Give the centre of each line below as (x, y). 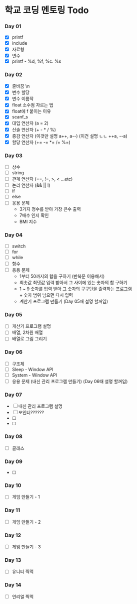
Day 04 (14, 235)
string (18, 173)
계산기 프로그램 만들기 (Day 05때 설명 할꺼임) (64, 301)
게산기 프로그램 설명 (31, 326)
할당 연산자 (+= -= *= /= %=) (41, 142)
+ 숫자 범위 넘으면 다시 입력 (46, 295)
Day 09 (14, 461)
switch (19, 246)
